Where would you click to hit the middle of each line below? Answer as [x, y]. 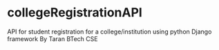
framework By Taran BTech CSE [53, 38]
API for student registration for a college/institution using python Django [109, 32]
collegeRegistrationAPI [75, 13]
